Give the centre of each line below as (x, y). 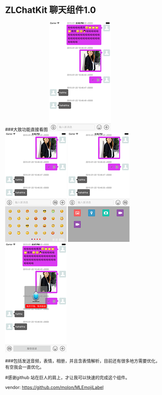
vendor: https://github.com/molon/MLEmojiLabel (54, 387)
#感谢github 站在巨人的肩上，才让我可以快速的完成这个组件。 (67, 377)
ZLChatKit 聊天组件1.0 (50, 10)
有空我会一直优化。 (25, 367)
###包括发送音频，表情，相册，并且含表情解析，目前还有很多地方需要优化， (82, 361)
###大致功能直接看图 (27, 129)
